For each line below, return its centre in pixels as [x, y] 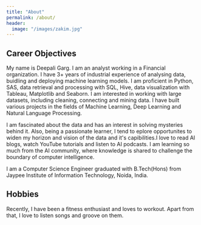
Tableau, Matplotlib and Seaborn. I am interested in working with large [94, 94]
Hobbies [23, 194]
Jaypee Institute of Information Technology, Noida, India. [77, 175]
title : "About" [26, 12]
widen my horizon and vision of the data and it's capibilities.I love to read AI [101, 138]
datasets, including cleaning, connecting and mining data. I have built [93, 100]
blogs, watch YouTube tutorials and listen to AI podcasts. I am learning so [98, 144]
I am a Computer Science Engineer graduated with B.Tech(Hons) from [94, 169]
